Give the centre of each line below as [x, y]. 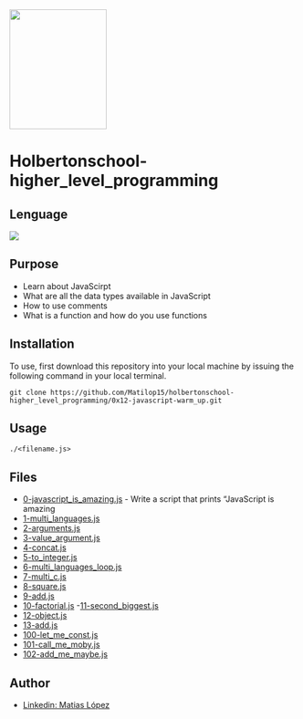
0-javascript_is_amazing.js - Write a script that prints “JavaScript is [148, 499]
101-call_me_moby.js [61, 645]
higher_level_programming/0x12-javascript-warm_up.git [116, 401]
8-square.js [44, 587]
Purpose [34, 264]
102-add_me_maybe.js [65, 654]
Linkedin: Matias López [66, 705]
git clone [28, 392]
